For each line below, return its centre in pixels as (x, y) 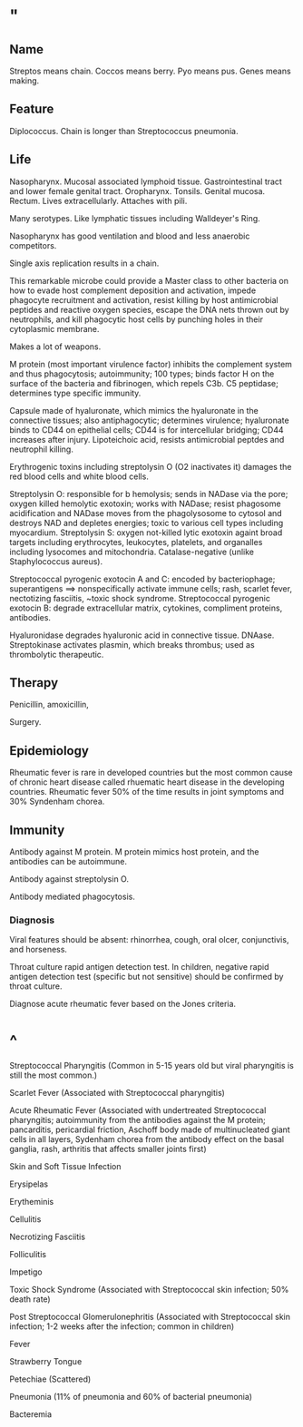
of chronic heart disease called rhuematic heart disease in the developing (147, 782)
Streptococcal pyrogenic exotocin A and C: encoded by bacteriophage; (142, 579)
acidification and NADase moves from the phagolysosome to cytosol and (146, 513)
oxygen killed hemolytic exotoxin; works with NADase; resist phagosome (145, 503)
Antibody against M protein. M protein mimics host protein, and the (134, 852)
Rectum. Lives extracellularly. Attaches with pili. (98, 200)
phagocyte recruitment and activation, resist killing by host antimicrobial (144, 299)
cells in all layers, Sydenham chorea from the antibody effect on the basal (147, 1139)
